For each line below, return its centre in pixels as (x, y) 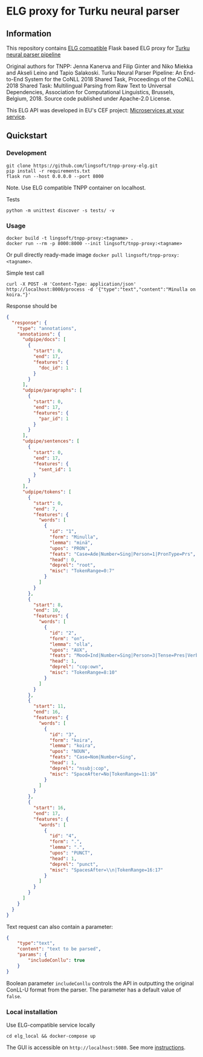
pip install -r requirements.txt (48, 171)
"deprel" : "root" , (72, 566)
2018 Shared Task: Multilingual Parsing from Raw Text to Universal (89, 86)
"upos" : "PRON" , (70, 548)
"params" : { (32, 955)
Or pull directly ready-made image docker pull (64, 255)
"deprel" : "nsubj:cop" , (79, 768)
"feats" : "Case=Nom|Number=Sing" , (93, 757)
